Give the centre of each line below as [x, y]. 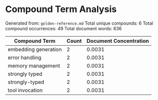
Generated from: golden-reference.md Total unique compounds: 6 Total [79, 23]
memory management [34, 65]
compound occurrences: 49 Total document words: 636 [64, 28]
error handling [24, 57]
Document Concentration [118, 41]
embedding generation [35, 49]
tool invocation [25, 90]
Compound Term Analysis [61, 9]
